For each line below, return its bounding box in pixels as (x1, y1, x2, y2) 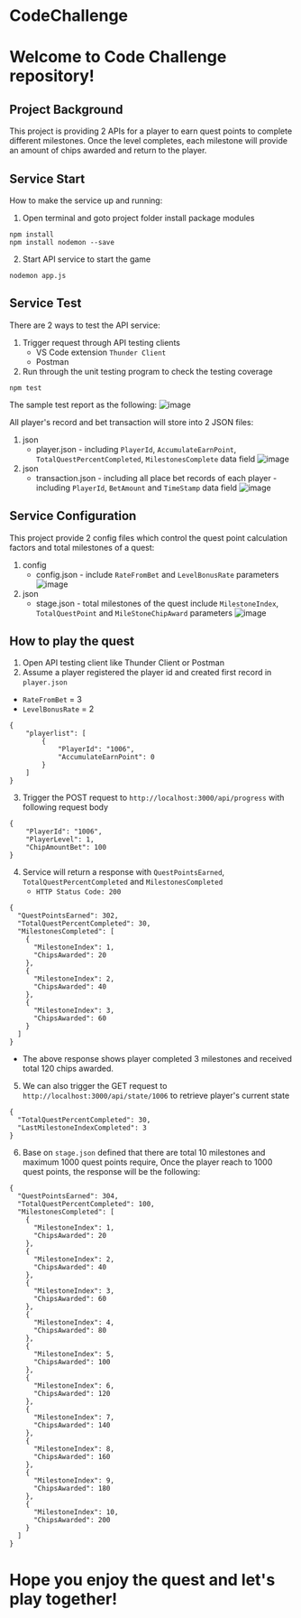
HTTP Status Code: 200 (35, 888, 122, 897)
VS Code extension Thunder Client (35, 347, 167, 358)
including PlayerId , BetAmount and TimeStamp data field (35, 482, 237, 493)
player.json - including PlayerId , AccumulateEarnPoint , (35, 443, 237, 454)
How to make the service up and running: (9, 195, 163, 206)
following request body (22, 802, 109, 813)
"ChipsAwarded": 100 (32, 1358, 111, 1367)
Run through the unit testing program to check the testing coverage (22, 366, 273, 377)
